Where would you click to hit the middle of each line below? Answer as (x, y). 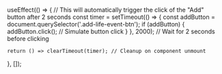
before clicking (28, 39)
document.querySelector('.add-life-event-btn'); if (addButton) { (96, 24)
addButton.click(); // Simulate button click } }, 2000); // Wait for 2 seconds (111, 31)
